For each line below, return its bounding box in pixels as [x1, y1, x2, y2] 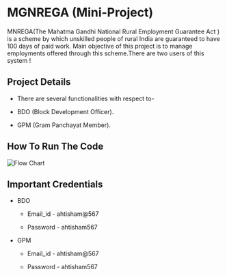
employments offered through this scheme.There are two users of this [7, 49, 204, 57]
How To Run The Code [7, 141, 104, 152]
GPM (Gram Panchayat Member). [16, 121, 111, 129]
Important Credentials [7, 178, 103, 190]
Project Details [7, 77, 71, 88]
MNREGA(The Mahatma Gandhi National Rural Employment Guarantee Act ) [7, 27, 220, 36]
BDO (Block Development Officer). [16, 107, 114, 115]
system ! [7, 56, 31, 64]
